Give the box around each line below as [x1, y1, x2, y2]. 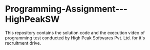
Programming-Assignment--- [5, 3, 128, 15]
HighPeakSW [5, 14, 60, 25]
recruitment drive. [5, 40, 42, 46]
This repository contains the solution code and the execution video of [5, 30, 145, 35]
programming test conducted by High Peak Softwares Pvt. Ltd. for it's [5, 35, 145, 41]
